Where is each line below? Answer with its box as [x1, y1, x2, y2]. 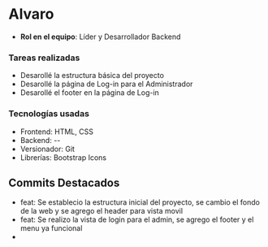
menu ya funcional [19, 223, 83, 233]
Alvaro [8, 5, 54, 24]
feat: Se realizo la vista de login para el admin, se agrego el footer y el [19, 214, 254, 224]
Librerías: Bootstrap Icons [19, 152, 107, 162]
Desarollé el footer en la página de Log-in [19, 88, 160, 97]
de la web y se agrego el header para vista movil [19, 206, 184, 216]
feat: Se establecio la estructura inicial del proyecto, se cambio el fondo [19, 197, 260, 207]
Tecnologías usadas [8, 108, 89, 119]
